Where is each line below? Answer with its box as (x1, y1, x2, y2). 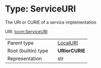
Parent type (7, 40, 34, 46)
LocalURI (57, 40, 78, 46)
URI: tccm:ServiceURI (5, 28, 48, 34)
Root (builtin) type (7, 47, 49, 54)
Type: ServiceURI (5, 3, 76, 14)
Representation (7, 55, 42, 62)
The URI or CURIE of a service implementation (5, 19, 97, 25)
